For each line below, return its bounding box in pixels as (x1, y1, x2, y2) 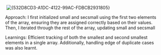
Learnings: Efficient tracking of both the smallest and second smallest (5, 35, 148, 40)
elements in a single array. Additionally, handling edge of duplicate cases (5, 40, 155, 46)
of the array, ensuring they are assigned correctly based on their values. (5, 20, 153, 25)
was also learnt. (5, 45, 38, 51)
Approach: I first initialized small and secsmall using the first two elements (5, 14, 157, 20)
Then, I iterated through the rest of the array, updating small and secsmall (5, 25, 155, 31)
